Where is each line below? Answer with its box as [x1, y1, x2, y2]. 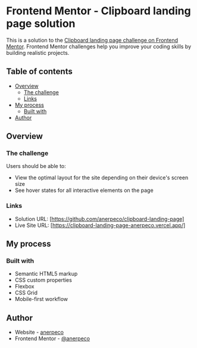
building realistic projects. [6, 49, 70, 56]
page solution [6, 17, 76, 30]
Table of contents [6, 67, 73, 77]
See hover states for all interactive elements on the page [14, 187, 154, 194]
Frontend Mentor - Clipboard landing [6, 4, 192, 18]
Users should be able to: [6, 163, 67, 170]
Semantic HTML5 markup [14, 270, 78, 278]
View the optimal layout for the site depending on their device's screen [14, 174, 189, 181]
